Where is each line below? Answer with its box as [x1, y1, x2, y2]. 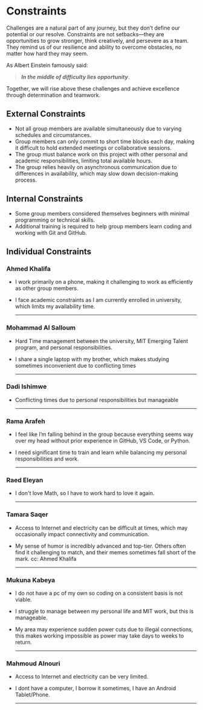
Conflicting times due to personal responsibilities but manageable [14, 396, 179, 403]
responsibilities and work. [14, 455, 80, 462]
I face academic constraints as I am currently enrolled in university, [14, 296, 182, 304]
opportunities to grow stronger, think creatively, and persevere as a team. [6, 37, 189, 44]
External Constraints [6, 109, 86, 119]
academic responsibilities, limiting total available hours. [14, 157, 153, 164]
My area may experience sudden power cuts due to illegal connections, [14, 626, 193, 633]
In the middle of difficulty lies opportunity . [21, 73, 130, 80]
